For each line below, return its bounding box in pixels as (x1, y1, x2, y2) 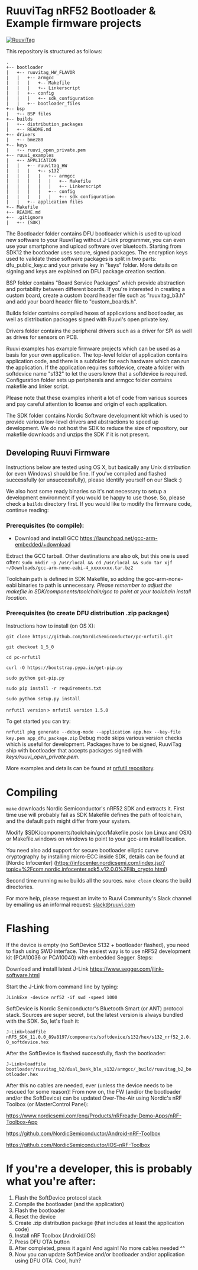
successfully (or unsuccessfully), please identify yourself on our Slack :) (6, 476, 182, 483)
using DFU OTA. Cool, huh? (14, 1257, 82, 1264)
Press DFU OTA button (14, 1238, 70, 1246)
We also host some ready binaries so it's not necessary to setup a (6, 487, 167, 495)
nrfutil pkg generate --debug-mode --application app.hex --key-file (6, 729, 181, 735)
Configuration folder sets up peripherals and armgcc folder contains (6, 376, 173, 383)
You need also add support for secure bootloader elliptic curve (6, 847, 159, 854)
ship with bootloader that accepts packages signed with (6, 747, 143, 754)
